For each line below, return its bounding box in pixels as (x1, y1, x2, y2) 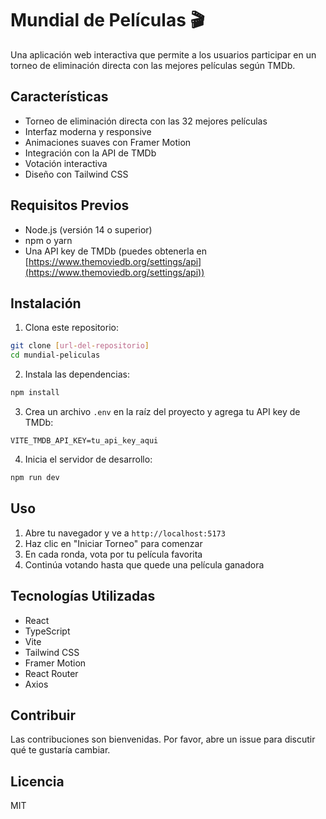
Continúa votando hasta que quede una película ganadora (24, 558, 265, 571)
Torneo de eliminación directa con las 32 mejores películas (24, 115, 268, 127)
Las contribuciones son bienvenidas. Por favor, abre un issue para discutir (10, 733, 316, 746)
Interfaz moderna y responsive (24, 125, 152, 137)
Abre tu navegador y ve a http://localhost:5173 (24, 527, 226, 539)
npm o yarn (24, 234, 73, 246)
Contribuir (10, 707, 77, 724)
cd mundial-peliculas (10, 350, 101, 361)
